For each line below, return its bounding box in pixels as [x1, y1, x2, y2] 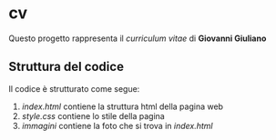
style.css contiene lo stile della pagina [21, 110, 165, 121]
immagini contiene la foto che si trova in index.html [21, 120, 213, 131]
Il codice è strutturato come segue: [8, 83, 140, 94]
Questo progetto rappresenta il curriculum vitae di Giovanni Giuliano [8, 33, 267, 44]
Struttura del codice [8, 59, 125, 75]
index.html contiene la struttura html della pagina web [21, 101, 224, 112]
